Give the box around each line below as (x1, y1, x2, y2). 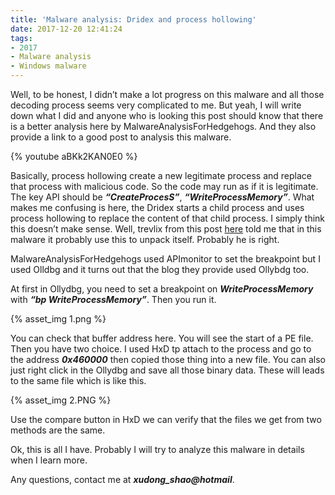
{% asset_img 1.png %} (10, 313, 107, 325)
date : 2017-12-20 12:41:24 (10, 24, 123, 34)
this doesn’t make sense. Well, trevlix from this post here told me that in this (10, 223, 322, 235)
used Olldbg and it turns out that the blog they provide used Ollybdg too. (10, 264, 310, 275)
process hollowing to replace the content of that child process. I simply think (10, 212, 326, 224)
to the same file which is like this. (10, 375, 147, 386)
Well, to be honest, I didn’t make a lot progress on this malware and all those (10, 89, 325, 100)
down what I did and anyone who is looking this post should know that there (10, 110, 324, 121)
